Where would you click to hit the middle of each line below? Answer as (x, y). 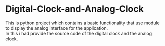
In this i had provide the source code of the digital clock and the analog (79, 33)
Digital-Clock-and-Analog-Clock (74, 9)
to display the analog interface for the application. (57, 28)
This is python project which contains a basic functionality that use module (82, 23)
